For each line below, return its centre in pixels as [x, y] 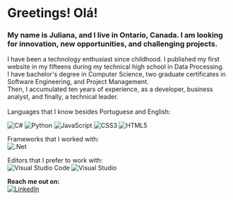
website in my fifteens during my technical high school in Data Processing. [116, 67]
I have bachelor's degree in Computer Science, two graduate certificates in [116, 74]
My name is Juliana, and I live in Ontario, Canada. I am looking [115, 35]
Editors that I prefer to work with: [55, 160]
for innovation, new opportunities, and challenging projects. [113, 44]
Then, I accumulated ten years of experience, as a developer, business [110, 89]
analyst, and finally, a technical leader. [63, 97]
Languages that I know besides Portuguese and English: [89, 112]
